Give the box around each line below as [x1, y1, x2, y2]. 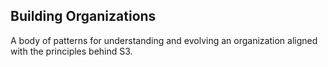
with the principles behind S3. [10, 45, 133, 57]
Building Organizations [10, 8, 157, 25]
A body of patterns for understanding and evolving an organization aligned [10, 34, 318, 46]
